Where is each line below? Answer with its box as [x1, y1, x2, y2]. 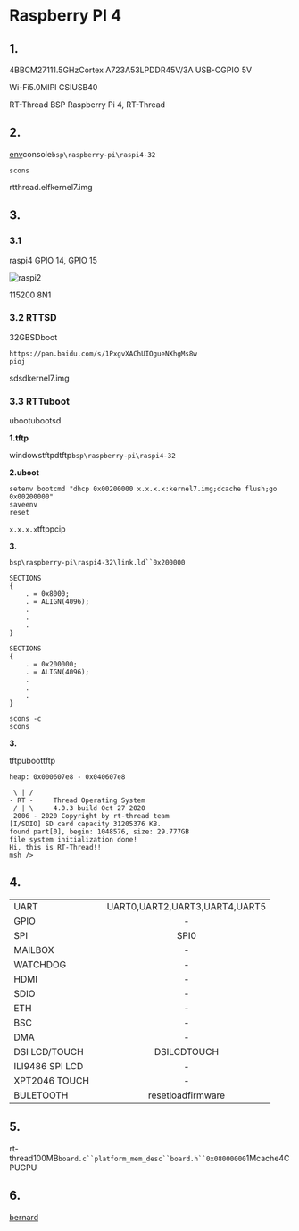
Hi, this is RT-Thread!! [9, 843, 102, 852]
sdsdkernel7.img [9, 373, 70, 383]
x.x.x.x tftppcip [9, 523, 66, 534]
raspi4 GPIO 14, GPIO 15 [9, 255, 98, 265]
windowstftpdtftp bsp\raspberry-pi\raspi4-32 [9, 450, 176, 461]
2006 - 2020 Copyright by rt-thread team [12, 812, 170, 821]
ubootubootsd [9, 415, 62, 426]
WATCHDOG [13, 958, 67, 970]
